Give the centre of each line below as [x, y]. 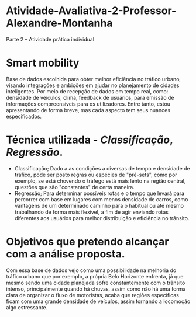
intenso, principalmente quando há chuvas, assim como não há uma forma [96, 289]
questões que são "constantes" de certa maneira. [74, 187]
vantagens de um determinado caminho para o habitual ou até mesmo [99, 205]
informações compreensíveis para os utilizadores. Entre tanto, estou [88, 104]
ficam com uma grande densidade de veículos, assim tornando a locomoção [98, 301]
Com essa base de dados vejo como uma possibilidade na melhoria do [91, 270]
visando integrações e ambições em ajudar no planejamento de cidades [93, 85]
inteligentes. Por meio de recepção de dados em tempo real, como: [87, 91]
